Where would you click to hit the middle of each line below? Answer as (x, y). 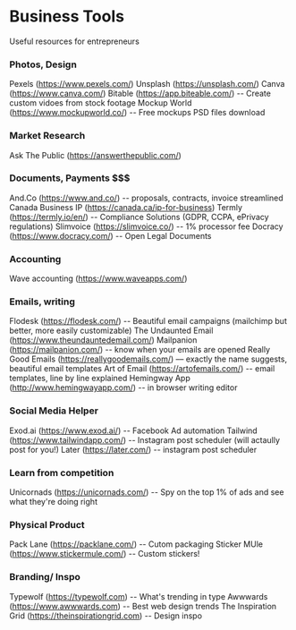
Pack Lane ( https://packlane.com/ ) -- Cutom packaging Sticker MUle (136, 544)
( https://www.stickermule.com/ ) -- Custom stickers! (105, 554)
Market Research (47, 136)
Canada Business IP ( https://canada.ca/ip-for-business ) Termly (126, 207)
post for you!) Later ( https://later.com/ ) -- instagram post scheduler (133, 449)
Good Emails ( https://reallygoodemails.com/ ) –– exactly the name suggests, (148, 359)
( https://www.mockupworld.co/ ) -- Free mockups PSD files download (137, 113)
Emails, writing (42, 302)
